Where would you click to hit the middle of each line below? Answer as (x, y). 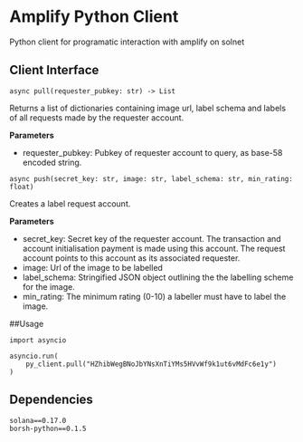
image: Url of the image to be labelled (92, 267)
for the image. (48, 286)
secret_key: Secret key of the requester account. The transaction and (152, 238)
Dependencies (51, 400)
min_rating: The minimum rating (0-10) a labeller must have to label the (154, 296)
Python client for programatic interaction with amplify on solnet (127, 42)
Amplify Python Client (94, 17)
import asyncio (38, 340)
